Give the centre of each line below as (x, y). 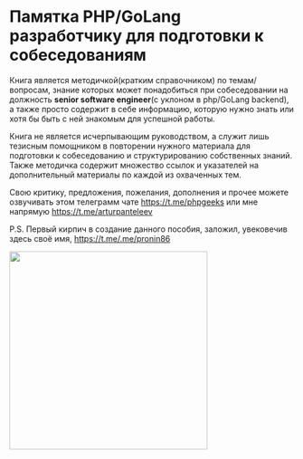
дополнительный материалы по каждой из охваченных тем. (126, 175)
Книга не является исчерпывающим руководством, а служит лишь (139, 136)
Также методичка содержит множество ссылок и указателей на (134, 165)
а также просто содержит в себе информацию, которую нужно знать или (151, 109)
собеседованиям (78, 55)
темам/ (243, 80)
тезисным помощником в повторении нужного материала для (130, 146)
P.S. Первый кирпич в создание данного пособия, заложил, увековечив (148, 229)
